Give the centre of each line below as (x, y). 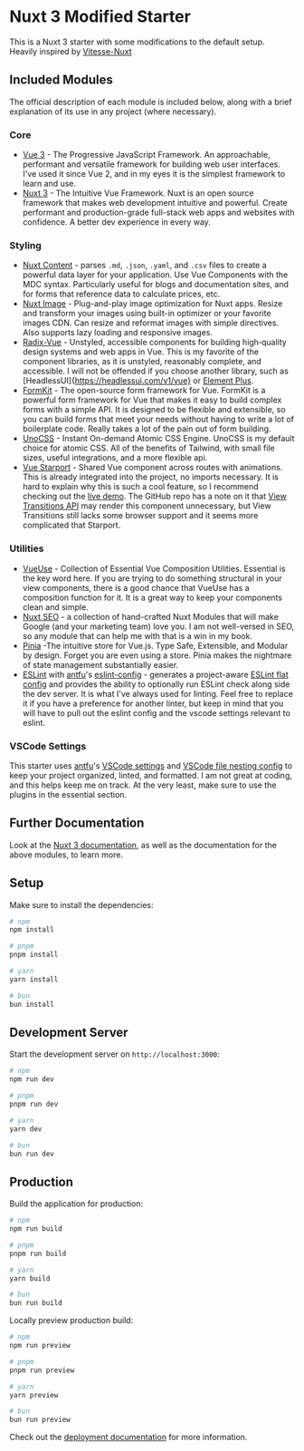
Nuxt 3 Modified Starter (100, 17)
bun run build (36, 1303)
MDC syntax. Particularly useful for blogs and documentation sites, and (156, 285)
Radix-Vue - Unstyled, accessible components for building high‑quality (154, 343)
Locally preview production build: (71, 1320)
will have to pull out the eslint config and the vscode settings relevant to (157, 712)
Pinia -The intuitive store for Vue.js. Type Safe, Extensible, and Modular (155, 645)
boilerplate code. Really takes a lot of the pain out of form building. (147, 429)
